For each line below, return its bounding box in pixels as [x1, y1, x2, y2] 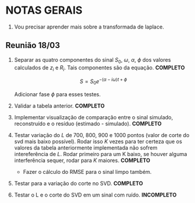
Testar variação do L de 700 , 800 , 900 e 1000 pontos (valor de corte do [14, 131, 190, 138]
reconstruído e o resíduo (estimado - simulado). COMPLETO [14, 120, 162, 127]
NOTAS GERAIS [5, 4, 83, 17]
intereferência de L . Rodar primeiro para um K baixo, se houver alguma [14, 150, 187, 157]
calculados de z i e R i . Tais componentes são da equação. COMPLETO [14, 64, 185, 72]
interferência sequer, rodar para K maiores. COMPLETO [14, 157, 151, 164]
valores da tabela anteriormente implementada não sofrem [14, 144, 158, 151]
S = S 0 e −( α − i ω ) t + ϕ [79, 77, 127, 86]
